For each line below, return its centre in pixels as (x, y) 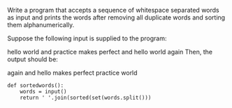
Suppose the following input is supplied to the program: (87, 38)
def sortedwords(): (36, 86)
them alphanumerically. (41, 25)
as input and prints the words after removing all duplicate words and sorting (116, 17)
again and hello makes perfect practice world (72, 73)
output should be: (32, 59)
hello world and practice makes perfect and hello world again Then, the (110, 52)
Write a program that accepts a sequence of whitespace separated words (113, 10)
